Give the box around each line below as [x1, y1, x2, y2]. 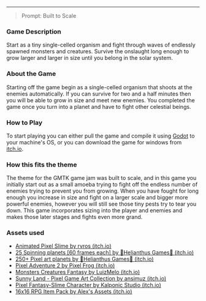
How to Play [6, 118, 43, 127]
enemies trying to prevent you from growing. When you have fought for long [6, 187, 199, 195]
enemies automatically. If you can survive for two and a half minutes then [6, 90, 191, 97]
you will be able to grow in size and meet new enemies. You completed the [6, 96, 195, 104]
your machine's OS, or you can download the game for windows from [6, 138, 182, 146]
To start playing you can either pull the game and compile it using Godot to [6, 132, 195, 139]
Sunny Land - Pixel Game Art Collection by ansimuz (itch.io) [15, 275, 167, 282]
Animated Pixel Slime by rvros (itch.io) [15, 242, 112, 250]
